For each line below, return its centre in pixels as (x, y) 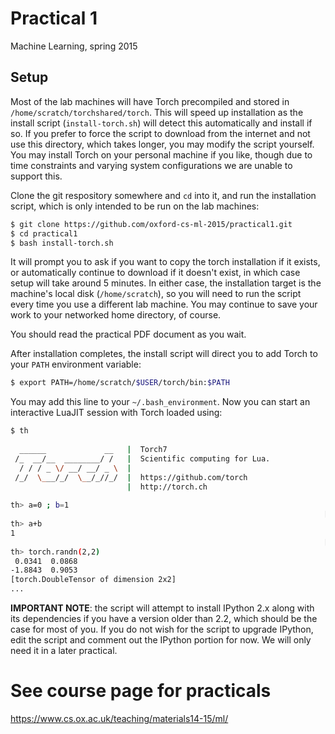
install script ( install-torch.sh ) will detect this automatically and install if (161, 123)
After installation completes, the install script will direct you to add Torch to (164, 354)
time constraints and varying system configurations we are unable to (151, 165)
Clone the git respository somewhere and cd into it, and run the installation (163, 195)
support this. (36, 176)
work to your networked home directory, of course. (116, 315)
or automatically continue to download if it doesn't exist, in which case (155, 273)
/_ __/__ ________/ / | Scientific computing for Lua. (142, 458)
